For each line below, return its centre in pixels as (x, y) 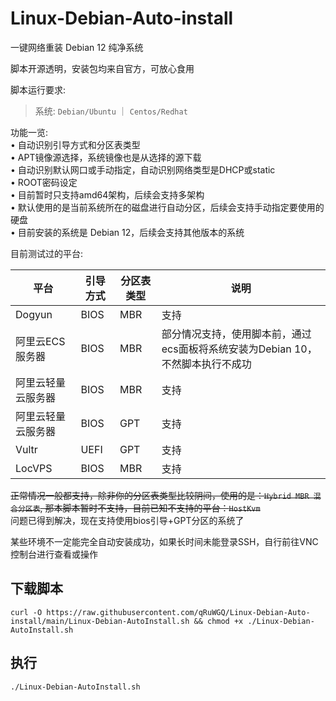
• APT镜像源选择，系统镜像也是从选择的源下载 (106, 157)
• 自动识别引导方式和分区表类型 (75, 144)
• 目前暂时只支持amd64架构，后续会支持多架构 (107, 194)
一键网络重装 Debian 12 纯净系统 (77, 47)
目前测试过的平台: (47, 253)
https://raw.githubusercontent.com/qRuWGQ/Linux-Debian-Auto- (178, 612)
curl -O (26, 612)
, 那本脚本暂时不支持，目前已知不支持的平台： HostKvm (150, 508)
